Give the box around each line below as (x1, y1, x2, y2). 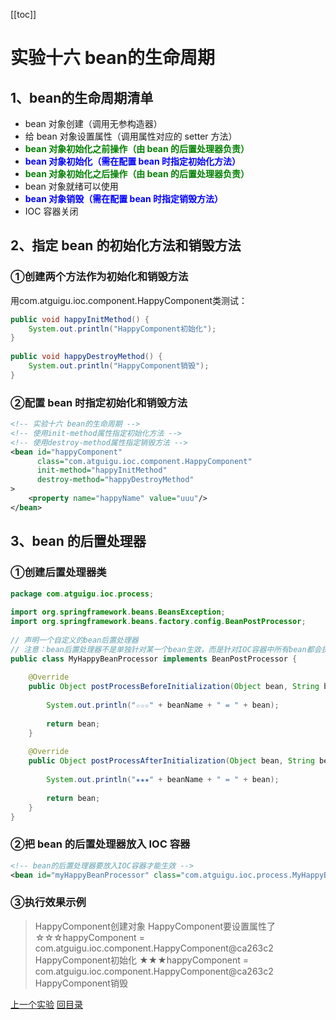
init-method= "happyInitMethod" (36, 465, 168, 476)
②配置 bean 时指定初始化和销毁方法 (10, 395, 188, 409)
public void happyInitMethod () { (10, 314, 150, 324)
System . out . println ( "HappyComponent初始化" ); (28, 324, 217, 334)
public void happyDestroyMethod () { (10, 352, 163, 362)
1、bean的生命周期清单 (10, 89, 154, 106)
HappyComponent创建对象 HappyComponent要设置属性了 (34, 920, 277, 932)
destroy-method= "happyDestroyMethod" (36, 475, 195, 485)
